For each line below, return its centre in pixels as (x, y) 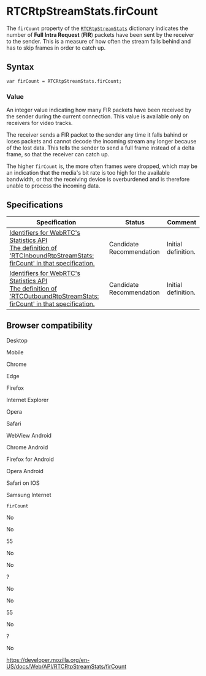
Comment (182, 222)
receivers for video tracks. (40, 123)
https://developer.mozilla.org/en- (48, 659)
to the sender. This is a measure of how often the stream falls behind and (99, 41)
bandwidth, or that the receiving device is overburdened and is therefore (98, 180)
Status (135, 222)
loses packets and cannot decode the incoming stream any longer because (101, 142)
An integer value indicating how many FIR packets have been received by (99, 110)
